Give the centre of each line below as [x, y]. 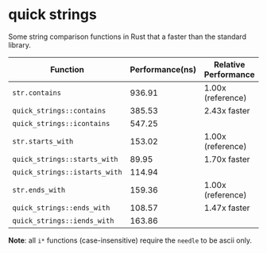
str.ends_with [39, 190]
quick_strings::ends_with [61, 207]
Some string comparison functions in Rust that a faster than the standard [127, 36]
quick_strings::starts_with [65, 159]
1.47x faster [227, 208]
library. [20, 44]
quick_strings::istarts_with [67, 172]
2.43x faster [227, 110]
